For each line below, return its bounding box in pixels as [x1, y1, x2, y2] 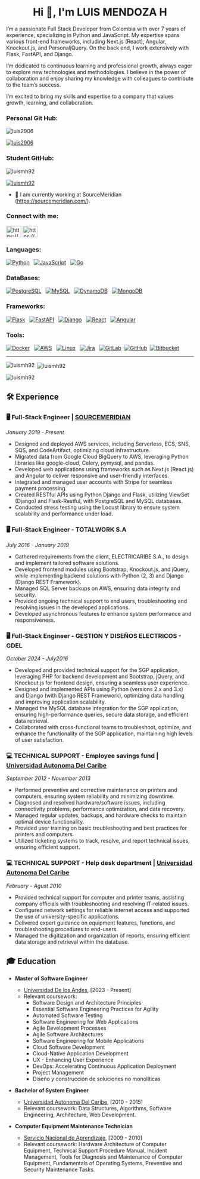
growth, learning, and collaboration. [6, 99, 94, 106]
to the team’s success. [6, 81, 61, 88]
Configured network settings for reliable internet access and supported [14, 906, 190, 913]
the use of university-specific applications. [14, 913, 120, 920]
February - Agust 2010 [6, 882, 62, 889]
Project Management [32, 1069, 85, 1076]
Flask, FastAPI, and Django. [6, 50, 73, 57]
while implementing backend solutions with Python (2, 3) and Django [14, 572, 184, 579]
